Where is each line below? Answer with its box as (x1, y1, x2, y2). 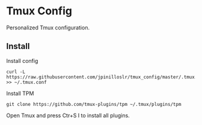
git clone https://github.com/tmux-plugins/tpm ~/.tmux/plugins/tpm (6, 101, 182, 107)
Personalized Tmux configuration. (6, 24, 90, 31)
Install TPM (6, 90, 34, 97)
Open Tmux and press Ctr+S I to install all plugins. (6, 112, 130, 119)
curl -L (6, 69, 26, 75)
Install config (6, 57, 38, 64)
